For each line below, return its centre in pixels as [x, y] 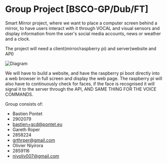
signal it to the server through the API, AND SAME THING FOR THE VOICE [81, 89]
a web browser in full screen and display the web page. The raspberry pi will [84, 78]
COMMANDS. [19, 94]
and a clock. [18, 39]
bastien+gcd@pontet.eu [37, 124]
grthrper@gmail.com [34, 140]
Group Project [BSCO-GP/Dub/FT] [77, 9]
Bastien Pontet [27, 114]
